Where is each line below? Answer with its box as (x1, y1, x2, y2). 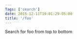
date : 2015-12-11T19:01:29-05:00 (5, 11, 73, 16)
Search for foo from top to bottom (5, 29, 73, 35)
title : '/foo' (5, 16, 34, 20)
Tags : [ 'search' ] (5, 7, 40, 12)
